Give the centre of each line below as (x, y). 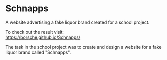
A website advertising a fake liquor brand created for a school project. (77, 22)
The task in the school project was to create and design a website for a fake (83, 47)
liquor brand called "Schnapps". (38, 52)
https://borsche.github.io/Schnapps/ (43, 37)
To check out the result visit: (35, 32)
